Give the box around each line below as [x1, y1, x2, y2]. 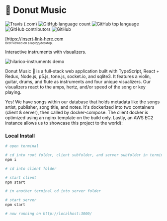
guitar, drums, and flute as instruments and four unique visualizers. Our [5, 78, 151, 84]
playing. [5, 89, 21, 95]
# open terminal [5, 144, 39, 148]
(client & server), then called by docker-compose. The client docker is [5, 109, 148, 115]
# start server [5, 198, 37, 203]
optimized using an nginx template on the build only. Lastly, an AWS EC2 [5, 114, 154, 121]
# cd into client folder [5, 166, 57, 171]
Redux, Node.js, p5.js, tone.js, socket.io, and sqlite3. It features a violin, [5, 73, 151, 79]
